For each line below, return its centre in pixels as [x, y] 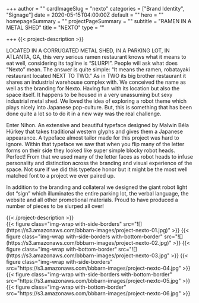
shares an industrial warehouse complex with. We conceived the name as [96, 82]
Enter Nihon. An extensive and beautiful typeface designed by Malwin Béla [97, 125]
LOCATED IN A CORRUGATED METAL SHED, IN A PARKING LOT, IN [88, 50]
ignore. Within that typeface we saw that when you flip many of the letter [95, 144]
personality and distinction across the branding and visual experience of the [99, 163]
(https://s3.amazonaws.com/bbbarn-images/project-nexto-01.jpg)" [88, 230]
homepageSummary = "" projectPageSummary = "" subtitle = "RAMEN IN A [99, 21]
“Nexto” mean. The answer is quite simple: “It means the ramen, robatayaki [98, 70]
